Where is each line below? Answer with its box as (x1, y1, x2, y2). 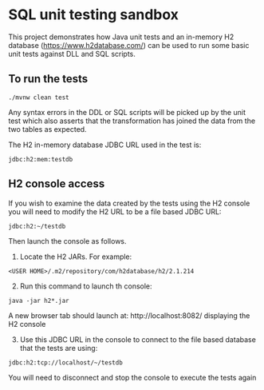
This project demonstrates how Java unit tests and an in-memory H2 (8, 32, 234, 42)
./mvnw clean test (8, 94, 69, 101)
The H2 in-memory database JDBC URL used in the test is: (8, 140, 202, 149)
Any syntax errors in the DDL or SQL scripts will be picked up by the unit (8, 107, 246, 117)
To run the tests (8, 72, 89, 86)
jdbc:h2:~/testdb (8, 222, 66, 230)
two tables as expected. (8, 124, 87, 133)
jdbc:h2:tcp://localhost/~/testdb (8, 358, 124, 367)
